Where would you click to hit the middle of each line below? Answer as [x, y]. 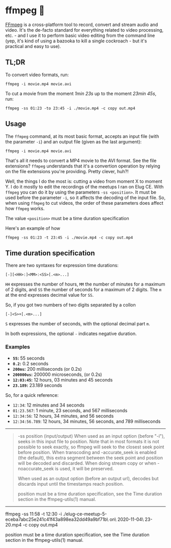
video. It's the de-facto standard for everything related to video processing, [84, 30]
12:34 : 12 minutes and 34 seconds [49, 405]
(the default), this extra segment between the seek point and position [90, 458]
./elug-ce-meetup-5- [85, 514]
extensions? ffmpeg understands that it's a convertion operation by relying [83, 166]
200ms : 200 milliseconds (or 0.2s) [47, 369]
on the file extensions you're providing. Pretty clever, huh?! [67, 171]
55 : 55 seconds [28, 358]
